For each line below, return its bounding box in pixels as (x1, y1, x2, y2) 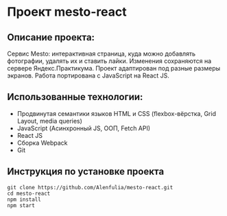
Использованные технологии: (7, 91, 143, 103)
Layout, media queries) (16, 117, 82, 125)
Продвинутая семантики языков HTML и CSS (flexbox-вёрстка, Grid (16, 109, 216, 117)
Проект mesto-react (7, 4, 127, 20)
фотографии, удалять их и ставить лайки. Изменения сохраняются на (7, 57, 212, 65)
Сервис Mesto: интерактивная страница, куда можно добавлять (7, 49, 196, 58)
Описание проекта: (7, 32, 95, 43)
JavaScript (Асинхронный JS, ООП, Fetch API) (16, 124, 151, 132)
